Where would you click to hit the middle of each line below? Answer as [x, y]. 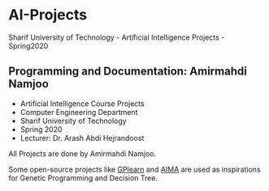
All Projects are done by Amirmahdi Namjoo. [82, 153]
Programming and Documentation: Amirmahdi [128, 72]
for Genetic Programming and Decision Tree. [83, 178]
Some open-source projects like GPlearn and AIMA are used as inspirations [135, 169]
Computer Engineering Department [79, 112]
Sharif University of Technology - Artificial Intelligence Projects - [117, 37]
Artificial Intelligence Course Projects [82, 104]
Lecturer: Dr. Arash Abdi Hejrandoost [82, 138]
